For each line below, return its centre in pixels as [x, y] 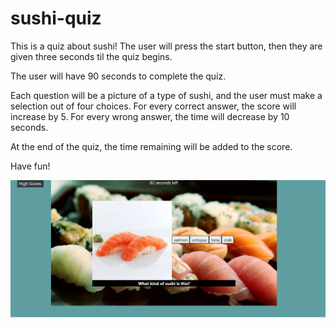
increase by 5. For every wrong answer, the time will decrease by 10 [150, 116]
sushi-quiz [56, 18]
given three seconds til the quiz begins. [91, 56]
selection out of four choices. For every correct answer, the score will [153, 106]
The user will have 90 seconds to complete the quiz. [118, 76]
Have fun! [30, 166]
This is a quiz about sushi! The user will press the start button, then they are [166, 46]
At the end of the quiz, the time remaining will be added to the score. [151, 146]
